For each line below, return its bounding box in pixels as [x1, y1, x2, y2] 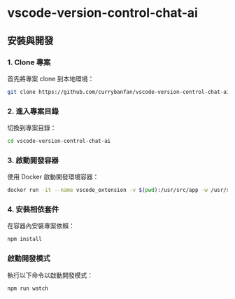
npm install [7, 236, 42, 243]
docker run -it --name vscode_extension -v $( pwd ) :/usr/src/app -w [7, 187, 208, 194]
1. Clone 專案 [7, 57, 51, 67]
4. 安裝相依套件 [7, 204, 59, 214]
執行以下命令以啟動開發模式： [7, 271, 93, 279]
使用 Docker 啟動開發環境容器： [7, 173, 99, 181]
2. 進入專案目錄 [7, 106, 59, 116]
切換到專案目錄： [7, 124, 57, 132]
